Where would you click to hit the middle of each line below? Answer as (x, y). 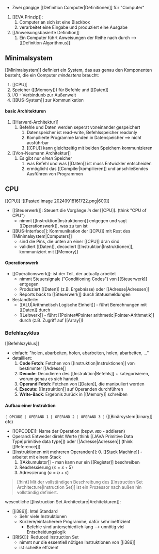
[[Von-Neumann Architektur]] (41, 153)
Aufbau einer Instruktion (30, 405)
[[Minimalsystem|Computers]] (42, 236)
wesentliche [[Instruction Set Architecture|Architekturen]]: (63, 501)
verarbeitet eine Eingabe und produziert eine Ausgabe (73, 27)
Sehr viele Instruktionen (43, 516)
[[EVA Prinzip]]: (27, 17)
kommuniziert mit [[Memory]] (49, 251)
